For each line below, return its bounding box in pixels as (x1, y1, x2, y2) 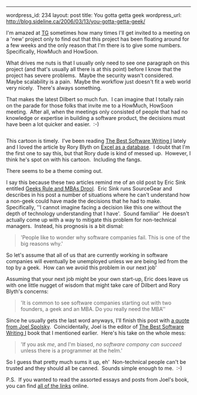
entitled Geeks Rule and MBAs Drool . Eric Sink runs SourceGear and (6, 185, 172, 192)
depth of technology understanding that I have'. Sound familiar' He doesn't (6, 210, 189, 217)
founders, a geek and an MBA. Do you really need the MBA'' (20, 306, 166, 312)
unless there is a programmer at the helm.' (20, 347, 123, 354)
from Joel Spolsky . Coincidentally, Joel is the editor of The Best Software (6, 323, 184, 330)
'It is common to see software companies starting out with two (20, 299, 172, 306)
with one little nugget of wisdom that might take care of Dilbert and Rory (6, 282, 181, 289)
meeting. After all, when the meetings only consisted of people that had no (6, 108, 188, 115)
